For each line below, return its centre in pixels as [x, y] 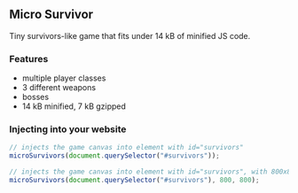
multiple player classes [64, 78]
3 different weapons [59, 88]
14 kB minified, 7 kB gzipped [74, 106]
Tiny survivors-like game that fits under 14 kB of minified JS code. [130, 35]
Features [29, 58]
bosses [35, 97]
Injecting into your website [68, 129]
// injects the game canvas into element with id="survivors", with [138, 172]
